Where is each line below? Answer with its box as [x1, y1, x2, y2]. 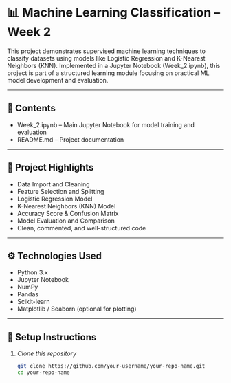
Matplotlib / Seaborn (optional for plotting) [16, 305, 137, 313]
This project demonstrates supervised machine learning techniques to [7, 47, 206, 55]
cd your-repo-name [16, 369, 70, 376]
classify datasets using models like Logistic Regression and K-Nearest [7, 54, 206, 62]
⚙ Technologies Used [7, 250, 102, 261]
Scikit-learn [16, 298, 50, 306]
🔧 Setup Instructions [7, 331, 97, 343]
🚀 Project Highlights [7, 162, 94, 173]
